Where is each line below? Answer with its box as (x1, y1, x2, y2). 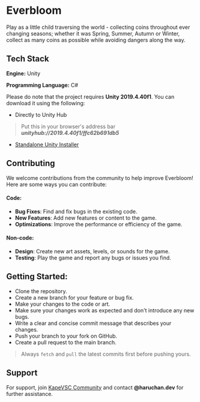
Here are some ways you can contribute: (6, 181, 107, 188)
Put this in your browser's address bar (20, 123, 116, 130)
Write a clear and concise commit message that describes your (14, 320, 172, 327)
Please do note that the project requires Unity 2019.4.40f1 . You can (6, 93, 175, 100)
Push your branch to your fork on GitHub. (14, 332, 118, 339)
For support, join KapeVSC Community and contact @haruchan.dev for (6, 383, 184, 391)
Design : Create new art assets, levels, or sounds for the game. (14, 247, 170, 255)
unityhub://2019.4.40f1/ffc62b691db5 (20, 129, 120, 136)
